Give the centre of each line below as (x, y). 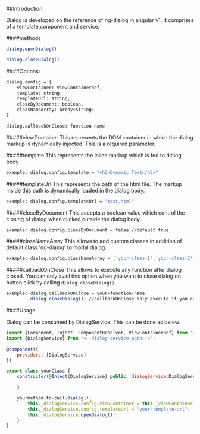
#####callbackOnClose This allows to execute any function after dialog (94, 270)
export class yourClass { (38, 371)
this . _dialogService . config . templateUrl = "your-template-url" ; (109, 409)
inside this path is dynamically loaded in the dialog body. (76, 190)
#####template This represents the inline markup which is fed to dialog (94, 155)
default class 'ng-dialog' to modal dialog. (57, 247)
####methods (24, 38)
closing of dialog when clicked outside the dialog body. (74, 219)
